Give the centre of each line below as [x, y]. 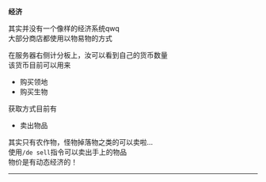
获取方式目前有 [32, 108]
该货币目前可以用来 [40, 65]
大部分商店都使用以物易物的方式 [60, 38]
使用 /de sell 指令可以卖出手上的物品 [68, 152]
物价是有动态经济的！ [43, 162]
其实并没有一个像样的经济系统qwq [64, 28]
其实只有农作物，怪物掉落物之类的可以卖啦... [81, 142]
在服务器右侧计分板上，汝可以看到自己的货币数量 [88, 55]
